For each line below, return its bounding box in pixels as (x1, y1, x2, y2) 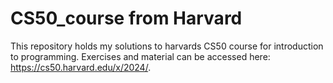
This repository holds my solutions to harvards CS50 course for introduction (10, 40, 324, 52)
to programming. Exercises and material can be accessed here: (10, 50, 271, 62)
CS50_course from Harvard (10, 7, 243, 30)
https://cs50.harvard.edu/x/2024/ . (10, 61, 152, 73)
